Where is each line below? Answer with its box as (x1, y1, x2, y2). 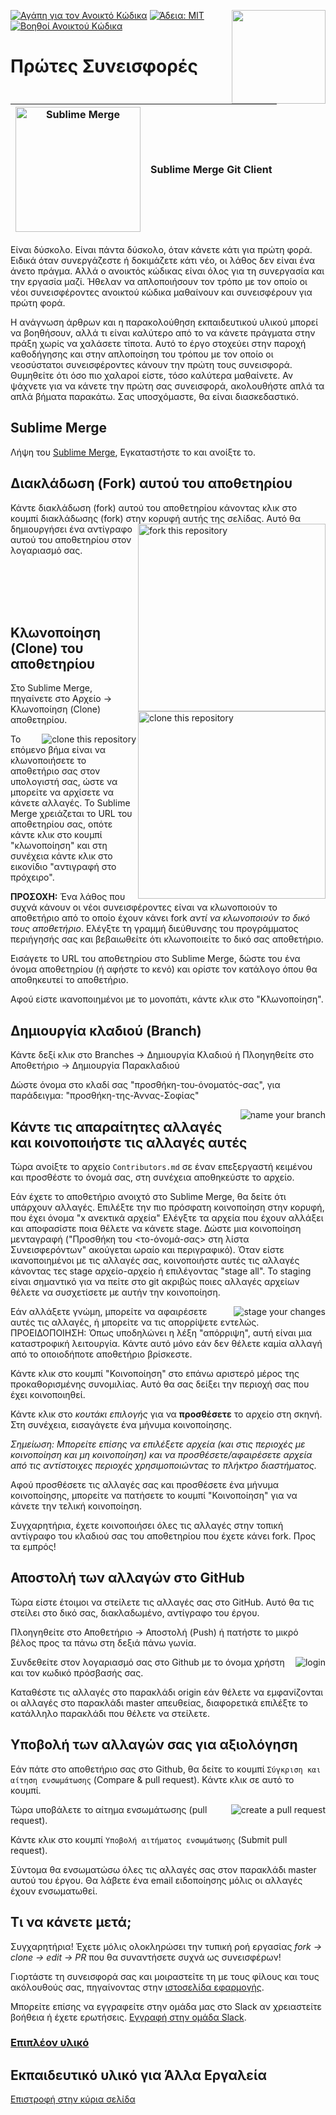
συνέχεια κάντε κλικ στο (10, 850, 113, 862)
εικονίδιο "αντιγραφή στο (10, 861, 117, 873)
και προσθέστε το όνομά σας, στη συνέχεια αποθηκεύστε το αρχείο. (10, 1171, 295, 1184)
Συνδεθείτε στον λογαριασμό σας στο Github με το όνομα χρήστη (10, 1656, 285, 1668)
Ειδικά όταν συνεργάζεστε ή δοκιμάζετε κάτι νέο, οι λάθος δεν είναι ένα (10, 255, 315, 266)
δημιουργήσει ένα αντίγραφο (10, 523, 133, 535)
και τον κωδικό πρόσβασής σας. (10, 1666, 144, 1679)
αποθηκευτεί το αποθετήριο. (10, 974, 129, 986)
